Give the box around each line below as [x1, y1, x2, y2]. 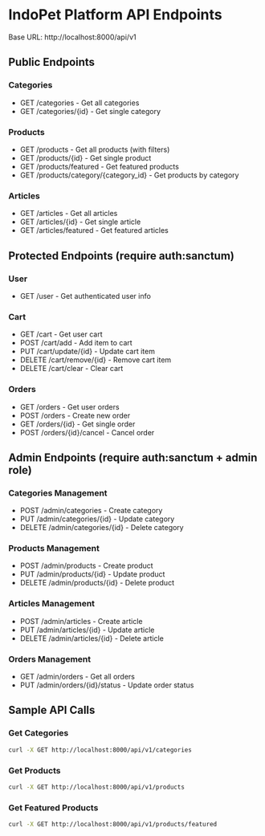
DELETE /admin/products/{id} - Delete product [19, 578, 175, 588]
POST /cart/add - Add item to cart [19, 338, 132, 348]
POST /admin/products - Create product [19, 561, 154, 571]
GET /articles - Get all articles [19, 209, 118, 218]
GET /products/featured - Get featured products [19, 161, 179, 171]
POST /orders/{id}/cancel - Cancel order [19, 427, 155, 437]
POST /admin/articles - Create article [19, 616, 143, 626]
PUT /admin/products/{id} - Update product [19, 569, 165, 579]
